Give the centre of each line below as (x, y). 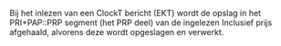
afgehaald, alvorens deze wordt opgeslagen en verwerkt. (117, 32)
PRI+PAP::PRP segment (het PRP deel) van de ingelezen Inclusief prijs (141, 23)
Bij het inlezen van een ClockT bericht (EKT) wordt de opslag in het (135, 13)
